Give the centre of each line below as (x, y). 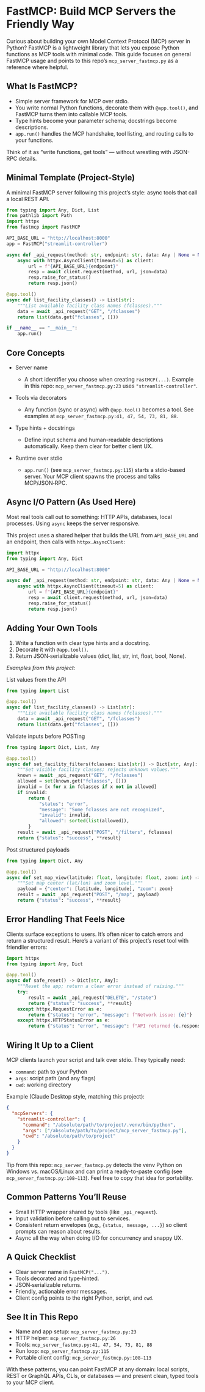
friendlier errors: (27, 947)
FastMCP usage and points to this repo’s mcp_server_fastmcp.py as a (92, 61)
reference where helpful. (38, 67)
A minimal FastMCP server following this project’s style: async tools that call (102, 192)
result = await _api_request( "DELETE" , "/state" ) (92, 998)
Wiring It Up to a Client (50, 1045)
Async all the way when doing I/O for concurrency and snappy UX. (99, 1238)
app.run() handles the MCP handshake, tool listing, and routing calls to (104, 133)
